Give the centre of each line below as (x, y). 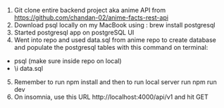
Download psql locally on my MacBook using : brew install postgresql (114, 25)
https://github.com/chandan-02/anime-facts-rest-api (91, 18)
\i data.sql (29, 68)
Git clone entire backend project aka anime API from (90, 10)
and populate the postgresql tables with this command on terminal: (111, 47)
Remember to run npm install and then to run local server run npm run (115, 82)
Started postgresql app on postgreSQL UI (74, 32)
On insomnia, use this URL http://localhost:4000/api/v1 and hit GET (111, 97)
